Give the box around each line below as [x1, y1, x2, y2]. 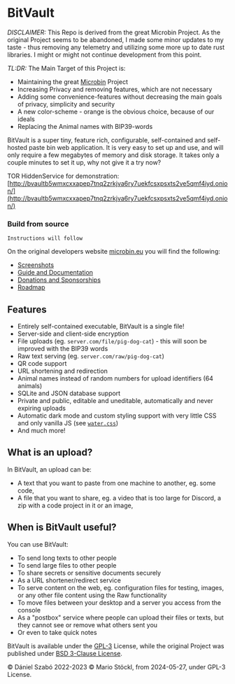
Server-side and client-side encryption [17, 329, 129, 338]
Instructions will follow [7, 235, 83, 242]
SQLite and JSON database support [17, 389, 121, 397]
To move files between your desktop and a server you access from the [17, 598, 222, 607]
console [17, 606, 41, 614]
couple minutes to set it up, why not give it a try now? [7, 158, 162, 166]
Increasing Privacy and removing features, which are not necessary [17, 85, 213, 93]
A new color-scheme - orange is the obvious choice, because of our [17, 107, 215, 116]
